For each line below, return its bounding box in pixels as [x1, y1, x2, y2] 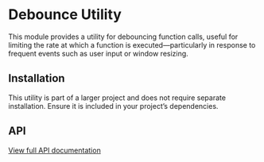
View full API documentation [8, 145, 101, 155]
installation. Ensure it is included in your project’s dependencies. [8, 101, 219, 110]
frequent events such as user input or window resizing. [8, 48, 188, 58]
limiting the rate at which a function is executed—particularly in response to [8, 40, 256, 49]
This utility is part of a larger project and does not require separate [8, 93, 227, 102]
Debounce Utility [8, 6, 122, 24]
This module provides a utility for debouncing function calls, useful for [8, 32, 239, 41]
